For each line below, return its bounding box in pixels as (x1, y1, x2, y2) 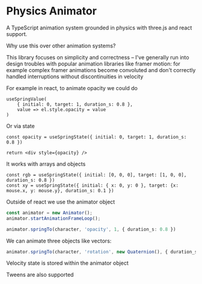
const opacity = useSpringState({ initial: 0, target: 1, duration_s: (6, 134, 187, 140)
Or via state (6, 122, 35, 130)
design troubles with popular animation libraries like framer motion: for (6, 60, 180, 67)
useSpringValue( (6, 96, 47, 102)
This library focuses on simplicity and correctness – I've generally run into (6, 53, 189, 61)
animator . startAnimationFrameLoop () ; (6, 215, 101, 222)
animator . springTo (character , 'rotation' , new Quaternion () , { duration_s (6, 249, 198, 255)
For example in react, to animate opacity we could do (6, 84, 138, 91)
